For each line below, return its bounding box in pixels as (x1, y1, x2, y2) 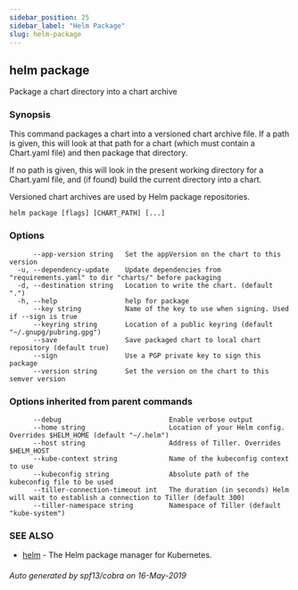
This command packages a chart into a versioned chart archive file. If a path (9, 128, 290, 139)
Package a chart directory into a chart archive (9, 86, 178, 97)
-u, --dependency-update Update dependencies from (17, 265, 221, 275)
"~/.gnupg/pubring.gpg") (9, 327, 102, 337)
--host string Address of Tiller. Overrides (32, 438, 281, 448)
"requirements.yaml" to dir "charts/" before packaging (9, 273, 221, 282)
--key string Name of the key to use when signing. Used (32, 304, 290, 313)
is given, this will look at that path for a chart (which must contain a (9, 138, 256, 149)
